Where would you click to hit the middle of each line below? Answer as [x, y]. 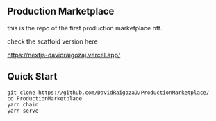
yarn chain [23, 104]
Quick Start [32, 76]
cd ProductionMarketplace [44, 99]
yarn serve [23, 111]
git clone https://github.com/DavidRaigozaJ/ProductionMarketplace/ [108, 93]
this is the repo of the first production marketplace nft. [85, 28]
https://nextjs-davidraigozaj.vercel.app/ [64, 55]
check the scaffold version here [53, 41]
